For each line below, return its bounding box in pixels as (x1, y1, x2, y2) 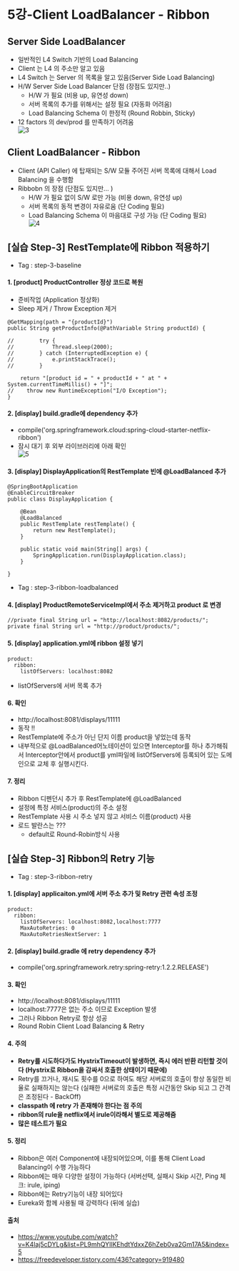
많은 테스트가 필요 (17, 1119, 68, 1127)
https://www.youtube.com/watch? (17, 1232, 118, 1241)
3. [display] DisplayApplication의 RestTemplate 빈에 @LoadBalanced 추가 (7, 467, 226, 476)
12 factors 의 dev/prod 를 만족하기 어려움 (17, 118, 134, 126)
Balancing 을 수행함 (17, 175, 73, 184)
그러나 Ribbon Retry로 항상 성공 (17, 1014, 108, 1023)
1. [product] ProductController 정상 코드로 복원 (7, 278, 143, 286)
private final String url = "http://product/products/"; (7, 623, 180, 631)
